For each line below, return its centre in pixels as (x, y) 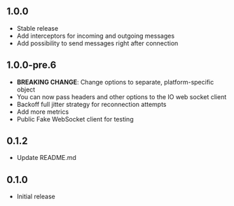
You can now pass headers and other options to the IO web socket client (122, 96)
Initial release (36, 197)
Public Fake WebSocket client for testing (75, 119)
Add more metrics (43, 112)
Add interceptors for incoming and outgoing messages (96, 36)
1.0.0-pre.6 (32, 65)
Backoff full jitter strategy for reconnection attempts (91, 104)
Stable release (37, 28)
